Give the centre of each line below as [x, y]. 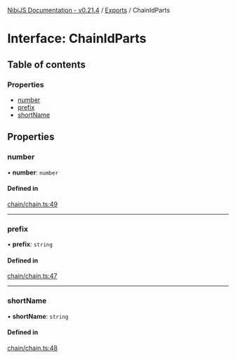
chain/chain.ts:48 [33, 348]
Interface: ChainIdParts [77, 39]
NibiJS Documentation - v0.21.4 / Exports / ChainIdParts [89, 10]
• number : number [33, 172]
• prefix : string [30, 244]
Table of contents [46, 64]
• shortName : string [38, 316]
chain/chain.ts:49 [33, 204]
